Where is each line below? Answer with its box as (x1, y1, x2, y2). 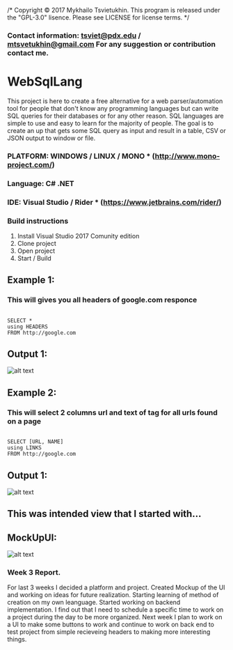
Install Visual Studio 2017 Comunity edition (17, 231, 140, 240)
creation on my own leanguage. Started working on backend (7, 598, 181, 607)
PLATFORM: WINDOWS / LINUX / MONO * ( (7, 151, 155, 161)
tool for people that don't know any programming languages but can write (7, 104, 219, 112)
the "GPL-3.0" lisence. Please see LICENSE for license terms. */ (7, 13, 190, 22)
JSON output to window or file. (7, 134, 96, 142)
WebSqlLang (7, 74, 83, 90)
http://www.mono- (154, 151, 220, 161)
